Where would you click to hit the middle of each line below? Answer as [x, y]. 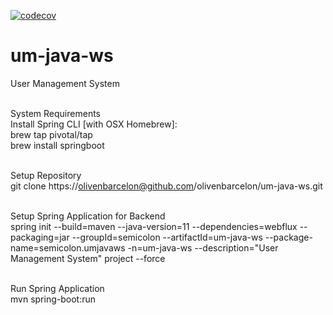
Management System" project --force [88, 258]
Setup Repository [46, 175]
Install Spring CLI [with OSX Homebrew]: [94, 124]
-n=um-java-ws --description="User [203, 247]
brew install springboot [57, 145]
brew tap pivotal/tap [51, 134]
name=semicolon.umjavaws [68, 247]
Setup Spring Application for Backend [88, 216]
